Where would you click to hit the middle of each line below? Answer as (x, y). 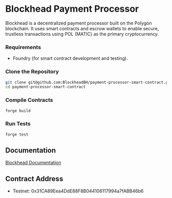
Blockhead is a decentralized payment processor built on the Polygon (79, 23)
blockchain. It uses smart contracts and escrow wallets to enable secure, (82, 28)
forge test (17, 134)
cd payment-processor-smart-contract (46, 87)
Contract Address (34, 179)
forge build (18, 111)
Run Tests (18, 124)
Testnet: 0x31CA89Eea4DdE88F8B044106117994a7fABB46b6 (78, 191)
